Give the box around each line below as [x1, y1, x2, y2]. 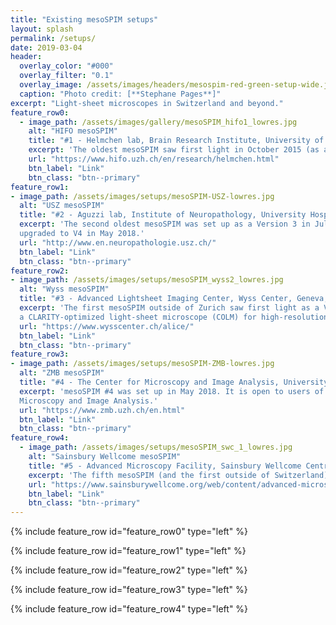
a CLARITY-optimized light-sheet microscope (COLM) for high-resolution [19, 312, 329, 322]
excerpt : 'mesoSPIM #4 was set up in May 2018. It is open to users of [19, 386, 325, 396]
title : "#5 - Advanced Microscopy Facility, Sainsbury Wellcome [28, 461, 302, 471]
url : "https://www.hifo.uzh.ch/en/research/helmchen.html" [28, 154, 280, 164]
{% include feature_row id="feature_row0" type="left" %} [10, 526, 248, 538]
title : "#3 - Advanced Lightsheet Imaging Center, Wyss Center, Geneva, [19, 294, 329, 304]
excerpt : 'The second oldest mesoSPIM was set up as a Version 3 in [19, 219, 311, 230]
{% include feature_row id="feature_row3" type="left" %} [10, 584, 248, 596]
